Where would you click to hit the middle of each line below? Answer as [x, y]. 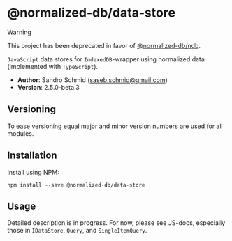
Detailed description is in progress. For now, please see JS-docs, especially [116, 223]
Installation [32, 156]
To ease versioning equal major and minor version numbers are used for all [115, 126]
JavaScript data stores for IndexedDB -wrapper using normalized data [106, 59]
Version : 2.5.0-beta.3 [49, 87]
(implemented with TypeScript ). [53, 66]
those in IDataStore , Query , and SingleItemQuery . [77, 231]
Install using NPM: [33, 172]
